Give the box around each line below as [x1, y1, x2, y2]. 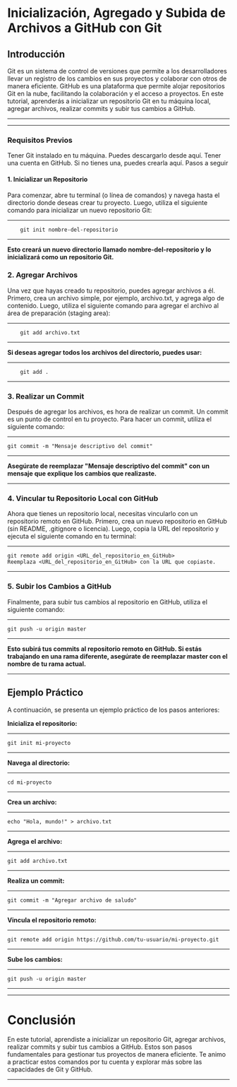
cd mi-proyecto [7, 779, 52, 786]
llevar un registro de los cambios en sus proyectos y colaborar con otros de [7, 74, 227, 83]
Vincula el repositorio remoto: [7, 915, 97, 924]
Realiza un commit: [7, 876, 65, 885]
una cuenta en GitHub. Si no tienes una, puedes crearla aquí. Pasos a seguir [7, 159, 229, 168]
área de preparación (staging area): [7, 309, 111, 317]
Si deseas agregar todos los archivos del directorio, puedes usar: [7, 348, 202, 356]
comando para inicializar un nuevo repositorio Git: [7, 206, 152, 214]
